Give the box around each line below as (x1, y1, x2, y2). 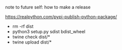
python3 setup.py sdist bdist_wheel (12, 29, 86, 34)
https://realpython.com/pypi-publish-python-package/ (5, 14, 117, 19)
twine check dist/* (12, 34, 50, 40)
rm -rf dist (12, 23, 34, 29)
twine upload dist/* (12, 39, 52, 45)
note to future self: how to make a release (5, 4, 91, 10)
